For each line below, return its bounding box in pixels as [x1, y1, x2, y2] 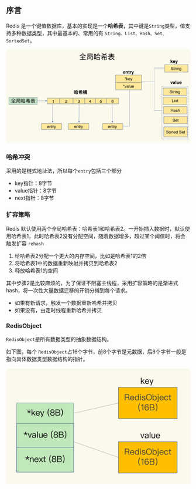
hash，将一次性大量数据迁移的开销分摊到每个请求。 [6, 286, 130, 294]
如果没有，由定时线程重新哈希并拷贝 [14, 306, 102, 313]
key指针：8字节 [14, 180, 53, 187]
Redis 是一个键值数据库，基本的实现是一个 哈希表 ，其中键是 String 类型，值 [6, 22, 185, 29]
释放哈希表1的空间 [14, 267, 59, 274]
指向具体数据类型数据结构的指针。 [6, 356, 88, 363]
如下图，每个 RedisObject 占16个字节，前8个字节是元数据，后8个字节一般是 [6, 348, 187, 355]
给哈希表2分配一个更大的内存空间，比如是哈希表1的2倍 [14, 252, 146, 259]
